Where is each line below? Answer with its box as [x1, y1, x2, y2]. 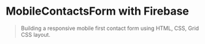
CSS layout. [20, 31, 50, 38]
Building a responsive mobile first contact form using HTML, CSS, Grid [20, 24, 199, 32]
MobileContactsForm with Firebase [6, 4, 190, 18]
